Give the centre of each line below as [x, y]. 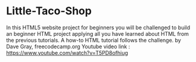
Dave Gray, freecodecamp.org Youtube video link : [68, 46]
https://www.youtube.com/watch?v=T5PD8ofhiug [67, 52]
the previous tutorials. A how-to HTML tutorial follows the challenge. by [94, 40]
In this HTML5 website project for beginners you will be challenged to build [98, 27]
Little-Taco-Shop [49, 11]
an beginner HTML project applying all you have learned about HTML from [98, 33]
